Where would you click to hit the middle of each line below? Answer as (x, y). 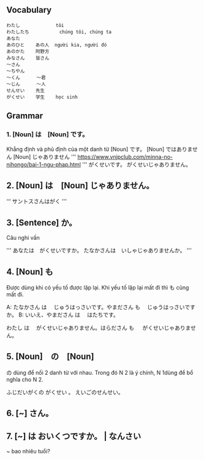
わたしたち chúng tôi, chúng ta (59, 32)
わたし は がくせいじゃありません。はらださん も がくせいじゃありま (99, 328)
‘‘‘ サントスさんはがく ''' (37, 201)
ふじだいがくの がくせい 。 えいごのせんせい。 (65, 392)
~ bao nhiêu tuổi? (28, 451)
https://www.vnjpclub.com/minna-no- (125, 156)
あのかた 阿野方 (28, 52)
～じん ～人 (26, 84)
